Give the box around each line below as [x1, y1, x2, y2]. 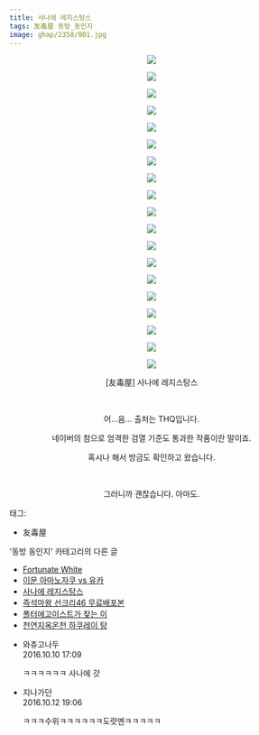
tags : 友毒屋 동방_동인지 [9, 22, 93, 31]
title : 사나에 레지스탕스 [9, 13, 92, 23]
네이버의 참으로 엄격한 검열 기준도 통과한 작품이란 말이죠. [51, 433, 252, 444]
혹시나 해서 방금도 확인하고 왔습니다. [88, 452, 216, 463]
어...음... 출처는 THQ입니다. [103, 414, 200, 425]
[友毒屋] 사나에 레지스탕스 [105, 377, 199, 388]
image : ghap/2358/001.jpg [9, 30, 106, 39]
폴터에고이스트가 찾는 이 [22, 609, 108, 620]
